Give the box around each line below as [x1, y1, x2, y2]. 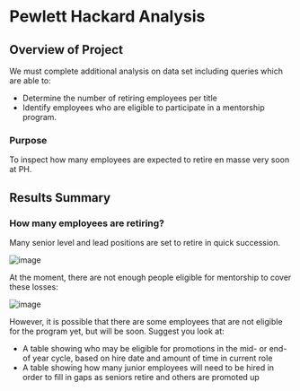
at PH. [9, 164, 32, 175]
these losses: [9, 281, 58, 292]
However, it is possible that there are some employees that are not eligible [9, 316, 283, 326]
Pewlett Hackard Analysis [9, 6, 206, 27]
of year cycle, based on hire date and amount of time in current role [22, 352, 273, 363]
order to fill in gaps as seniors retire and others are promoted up [22, 371, 260, 382]
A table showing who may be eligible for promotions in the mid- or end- [22, 343, 287, 353]
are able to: [9, 75, 51, 86]
